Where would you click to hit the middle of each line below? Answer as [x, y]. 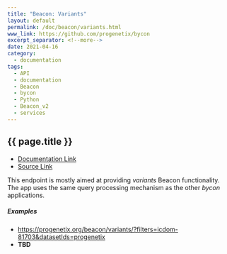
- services [30, 113]
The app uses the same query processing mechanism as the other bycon [114, 187]
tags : [15, 67]
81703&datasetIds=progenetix [62, 237]
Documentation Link [47, 159]
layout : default [31, 21]
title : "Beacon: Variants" [47, 14]
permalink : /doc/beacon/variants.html [64, 27]
